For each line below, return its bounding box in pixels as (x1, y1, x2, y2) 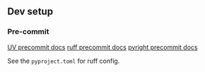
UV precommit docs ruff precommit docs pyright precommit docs (7, 42, 198, 52)
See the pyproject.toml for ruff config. (7, 56, 120, 65)
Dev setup (7, 6, 54, 18)
